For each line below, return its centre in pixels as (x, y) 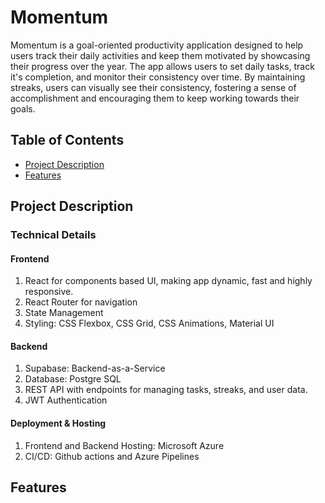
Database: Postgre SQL (73, 379)
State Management (64, 313)
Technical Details (53, 235)
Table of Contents (67, 140)
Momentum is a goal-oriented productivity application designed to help (157, 45)
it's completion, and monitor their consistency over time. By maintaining (158, 77)
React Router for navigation (81, 302)
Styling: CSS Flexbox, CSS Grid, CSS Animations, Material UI (149, 323)
